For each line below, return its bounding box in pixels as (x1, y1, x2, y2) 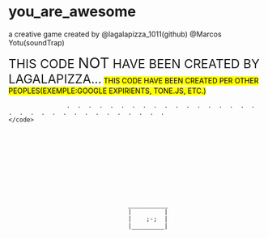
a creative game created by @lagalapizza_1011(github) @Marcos (8, 29, 222, 39)
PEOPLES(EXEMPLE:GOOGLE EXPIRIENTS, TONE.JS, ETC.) (8, 86, 206, 96)
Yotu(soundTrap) (8, 37, 65, 47)
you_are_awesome (8, 2, 136, 21)
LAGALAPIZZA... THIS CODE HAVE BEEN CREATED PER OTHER (8, 71, 259, 87)
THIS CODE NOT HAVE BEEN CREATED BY (8, 53, 261, 72)
